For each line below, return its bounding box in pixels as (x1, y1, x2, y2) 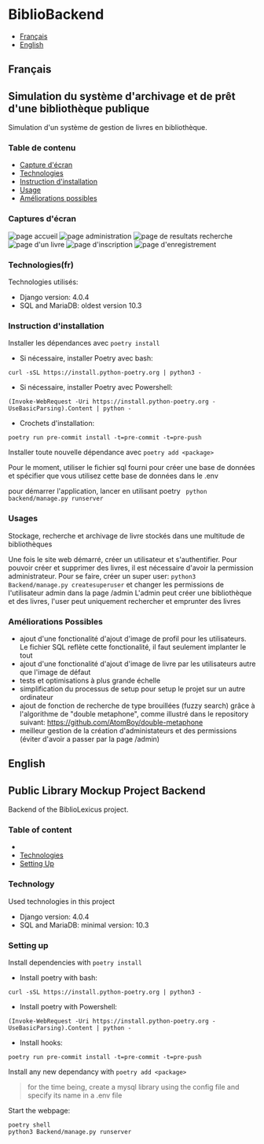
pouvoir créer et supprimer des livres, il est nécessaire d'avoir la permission (8, 563, 254, 572)
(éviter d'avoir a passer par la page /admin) (19, 734, 159, 743)
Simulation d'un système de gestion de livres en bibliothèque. (8, 123, 207, 132)
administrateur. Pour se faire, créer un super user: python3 (8, 571, 196, 580)
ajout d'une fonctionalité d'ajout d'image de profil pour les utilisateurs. (19, 634, 247, 643)
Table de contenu (8, 143, 76, 154)
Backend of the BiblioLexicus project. (8, 805, 129, 814)
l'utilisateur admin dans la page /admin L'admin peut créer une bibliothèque (8, 588, 252, 598)
